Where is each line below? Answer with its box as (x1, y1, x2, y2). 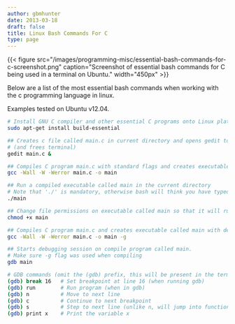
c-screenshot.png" (7, 63, 62, 71)
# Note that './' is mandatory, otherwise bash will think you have (7, 189, 211, 196)
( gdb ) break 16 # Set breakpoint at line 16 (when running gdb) (7, 277, 205, 285)
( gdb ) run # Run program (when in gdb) (7, 284, 145, 291)
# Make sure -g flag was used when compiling (7, 252, 142, 259)
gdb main (7, 259, 33, 266)
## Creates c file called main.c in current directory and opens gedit (7, 137, 220, 144)
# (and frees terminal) (7, 144, 77, 151)
